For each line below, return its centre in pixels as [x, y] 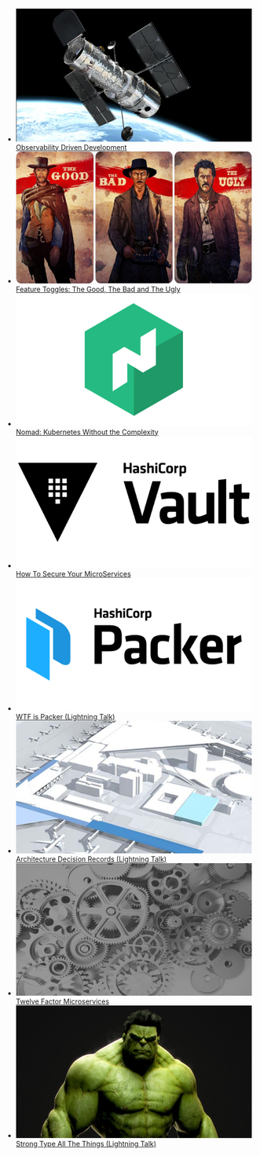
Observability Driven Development [71, 147]
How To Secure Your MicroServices [73, 574]
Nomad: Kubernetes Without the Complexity [87, 432]
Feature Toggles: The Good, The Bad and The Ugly [98, 289]
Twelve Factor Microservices [62, 1001]
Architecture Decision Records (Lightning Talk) [91, 859]
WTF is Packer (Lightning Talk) [65, 716]
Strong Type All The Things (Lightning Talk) [86, 1143]
